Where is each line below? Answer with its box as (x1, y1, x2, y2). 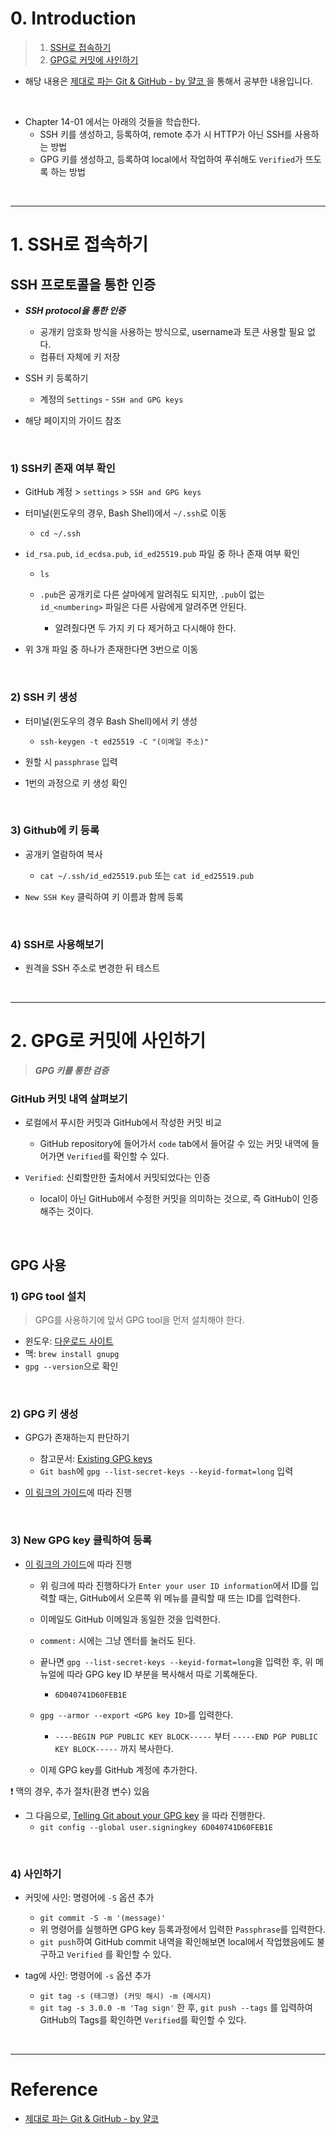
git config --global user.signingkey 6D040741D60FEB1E (39, 1822, 273, 1832)
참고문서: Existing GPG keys (39, 1453, 153, 1465)
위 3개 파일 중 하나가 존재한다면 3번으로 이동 (24, 643, 199, 656)
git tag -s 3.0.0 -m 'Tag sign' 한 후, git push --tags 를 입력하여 (39, 2001, 313, 2013)
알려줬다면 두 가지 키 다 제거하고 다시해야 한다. (54, 622, 237, 634)
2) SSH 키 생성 (10, 690, 78, 704)
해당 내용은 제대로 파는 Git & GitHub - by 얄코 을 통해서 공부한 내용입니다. (24, 75, 313, 87)
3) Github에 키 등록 (10, 823, 100, 837)
